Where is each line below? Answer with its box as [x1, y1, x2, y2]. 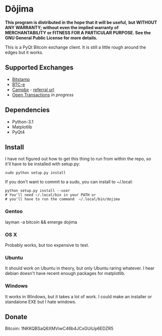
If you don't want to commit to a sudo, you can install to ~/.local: [5, 179, 133, 185]
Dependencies [5, 106, 50, 114]
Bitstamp [12, 76, 30, 82]
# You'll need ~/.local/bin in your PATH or [5, 192, 96, 197]
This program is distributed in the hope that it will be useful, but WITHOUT [5, 19, 157, 25]
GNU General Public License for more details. [5, 35, 98, 41]
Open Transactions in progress [12, 92, 74, 97]
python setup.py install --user [5, 188, 70, 193]
